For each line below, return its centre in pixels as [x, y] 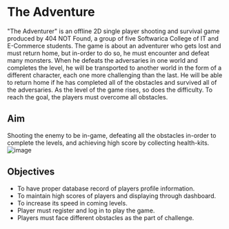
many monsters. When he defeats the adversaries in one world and [102, 60]
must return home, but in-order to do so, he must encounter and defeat [108, 53]
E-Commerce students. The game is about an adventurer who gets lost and [114, 46]
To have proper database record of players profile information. [106, 188]
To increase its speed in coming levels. [72, 203]
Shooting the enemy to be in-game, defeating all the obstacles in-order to [112, 135]
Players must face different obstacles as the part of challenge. [106, 217]
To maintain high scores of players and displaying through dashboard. [116, 196]
